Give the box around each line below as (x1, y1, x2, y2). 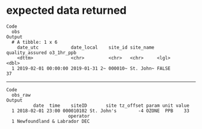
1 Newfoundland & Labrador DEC (11, 118, 90, 124)
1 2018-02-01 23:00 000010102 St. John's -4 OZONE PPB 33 (11, 107, 189, 114)
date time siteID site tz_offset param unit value (32, 103, 189, 109)
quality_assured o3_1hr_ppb (6, 49, 77, 56)
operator (68, 113, 90, 119)
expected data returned (6, 4, 127, 17)
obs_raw (11, 92, 31, 98)
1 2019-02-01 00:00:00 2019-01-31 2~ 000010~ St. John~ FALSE (11, 65, 171, 71)
